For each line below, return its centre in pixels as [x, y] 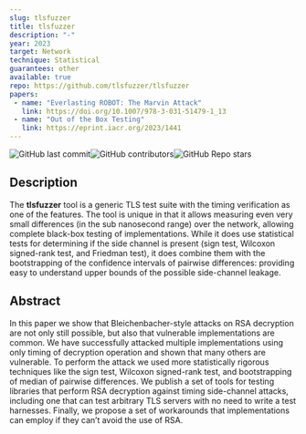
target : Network [40, 52]
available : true [40, 77]
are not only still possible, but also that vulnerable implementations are [142, 333]
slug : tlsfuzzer [40, 18]
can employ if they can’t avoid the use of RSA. [96, 419]
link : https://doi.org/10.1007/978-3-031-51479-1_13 [124, 111]
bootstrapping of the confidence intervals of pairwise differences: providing [152, 263]
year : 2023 [30, 43]
